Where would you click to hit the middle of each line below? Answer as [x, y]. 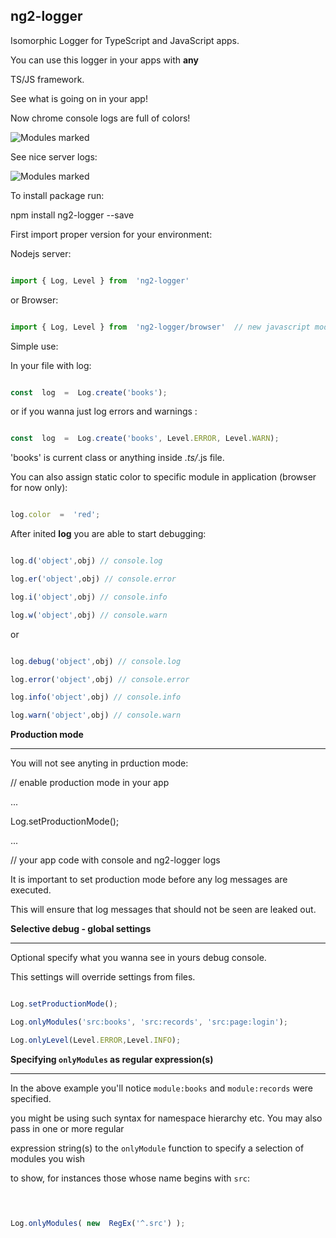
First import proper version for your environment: [111, 234]
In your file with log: [51, 365]
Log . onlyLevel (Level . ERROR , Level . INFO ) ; [96, 1040]
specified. [31, 1098]
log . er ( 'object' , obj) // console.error [93, 579]
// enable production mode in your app [90, 783]
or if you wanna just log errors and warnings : [104, 411]
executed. [31, 890]
